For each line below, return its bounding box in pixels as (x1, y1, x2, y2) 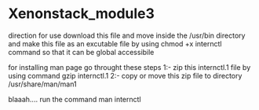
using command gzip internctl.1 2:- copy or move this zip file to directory (8, 71, 243, 80)
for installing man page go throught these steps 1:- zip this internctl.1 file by (8, 62, 251, 71)
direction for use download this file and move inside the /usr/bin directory (8, 31, 246, 40)
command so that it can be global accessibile (8, 47, 155, 57)
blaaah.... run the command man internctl (8, 94, 141, 104)
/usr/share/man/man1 (8, 79, 77, 89)
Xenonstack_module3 (8, 5, 155, 23)
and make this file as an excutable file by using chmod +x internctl (8, 38, 222, 48)
